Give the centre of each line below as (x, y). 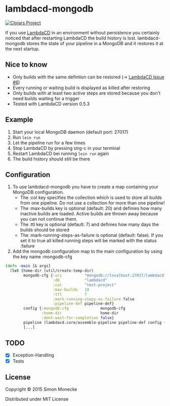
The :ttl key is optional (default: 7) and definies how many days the (90, 225)
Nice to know (26, 65)
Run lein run (26, 137)
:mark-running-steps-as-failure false (94, 299)
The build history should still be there (51, 159)
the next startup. (23, 49)
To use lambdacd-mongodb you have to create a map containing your (85, 187)
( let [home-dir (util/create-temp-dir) (52, 271)
